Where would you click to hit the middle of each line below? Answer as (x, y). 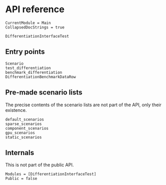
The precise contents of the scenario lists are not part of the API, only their (83, 105)
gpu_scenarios (20, 133)
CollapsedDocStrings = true (35, 27)
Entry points (25, 52)
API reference (35, 9)
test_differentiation (28, 68)
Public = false (21, 179)
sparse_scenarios (24, 124)
